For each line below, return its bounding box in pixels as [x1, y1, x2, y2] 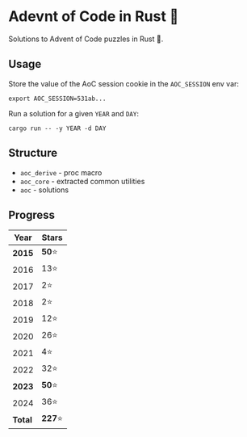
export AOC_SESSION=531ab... [8, 95, 107, 103]
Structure [8, 146, 58, 160]
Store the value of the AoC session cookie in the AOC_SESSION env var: [8, 78, 240, 88]
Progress [8, 208, 55, 221]
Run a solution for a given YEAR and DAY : [8, 108, 140, 118]
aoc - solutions [19, 185, 69, 195]
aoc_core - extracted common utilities [19, 176, 145, 186]
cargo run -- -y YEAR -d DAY [8, 124, 107, 132]
